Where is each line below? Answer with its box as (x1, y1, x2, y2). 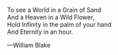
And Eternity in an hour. (7, 27, 74, 36)
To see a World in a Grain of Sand (7, 6, 102, 14)
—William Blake (7, 41, 51, 49)
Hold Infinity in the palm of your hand (7, 21, 112, 28)
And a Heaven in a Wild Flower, (7, 13, 95, 21)
